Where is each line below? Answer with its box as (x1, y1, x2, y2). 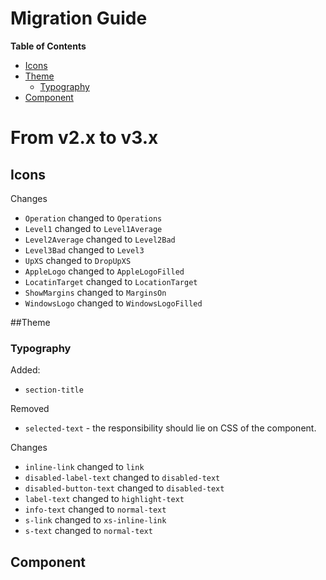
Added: (10, 364, 41, 376)
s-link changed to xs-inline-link (24, 514, 167, 526)
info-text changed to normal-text (24, 503, 167, 516)
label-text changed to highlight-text (24, 493, 185, 505)
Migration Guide (10, 7, 148, 30)
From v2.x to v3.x (10, 127, 159, 149)
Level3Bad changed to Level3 (24, 243, 145, 256)
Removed (10, 403, 50, 415)
